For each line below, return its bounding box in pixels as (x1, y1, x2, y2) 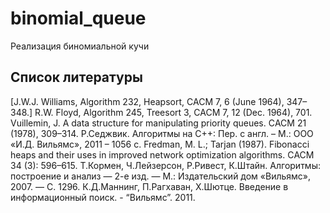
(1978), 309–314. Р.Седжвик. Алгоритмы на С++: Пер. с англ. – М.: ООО (10, 127, 314, 139)
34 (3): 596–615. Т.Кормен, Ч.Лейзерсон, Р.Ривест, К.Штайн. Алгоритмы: (10, 159, 321, 171)
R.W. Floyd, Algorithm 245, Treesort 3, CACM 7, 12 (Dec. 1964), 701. (34, 106, 313, 118)
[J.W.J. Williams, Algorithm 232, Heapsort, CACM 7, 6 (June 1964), (10, 95, 285, 107)
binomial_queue (10, 7, 147, 30)
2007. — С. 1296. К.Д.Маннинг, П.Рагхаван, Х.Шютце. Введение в (10, 180, 289, 192)
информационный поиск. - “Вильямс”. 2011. (10, 191, 196, 203)
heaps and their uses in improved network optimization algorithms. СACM (10, 148, 315, 161)
